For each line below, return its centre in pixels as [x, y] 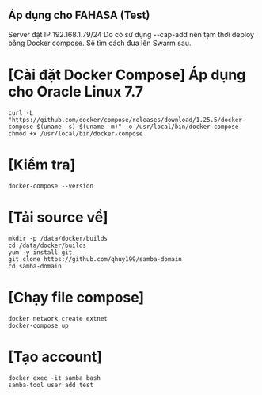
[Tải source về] [58, 217]
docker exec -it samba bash [55, 378]
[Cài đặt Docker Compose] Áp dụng [127, 75]
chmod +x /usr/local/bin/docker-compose [76, 133]
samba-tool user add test [51, 385]
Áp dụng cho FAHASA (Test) [79, 15]
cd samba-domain [35, 266]
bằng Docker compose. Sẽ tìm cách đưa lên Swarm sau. [100, 43]
